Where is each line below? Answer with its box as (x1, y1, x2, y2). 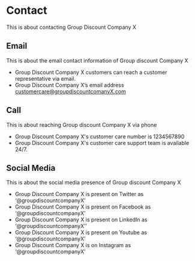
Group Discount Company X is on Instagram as (14, 242, 131, 249)
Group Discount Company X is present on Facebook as (14, 203, 151, 210)
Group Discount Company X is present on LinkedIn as (14, 216, 148, 223)
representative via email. (14, 75, 76, 82)
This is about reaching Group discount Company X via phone (6, 121, 157, 128)
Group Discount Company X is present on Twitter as (14, 191, 144, 198)
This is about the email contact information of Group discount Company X (6, 57, 188, 64)
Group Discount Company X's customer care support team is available (14, 139, 190, 146)
